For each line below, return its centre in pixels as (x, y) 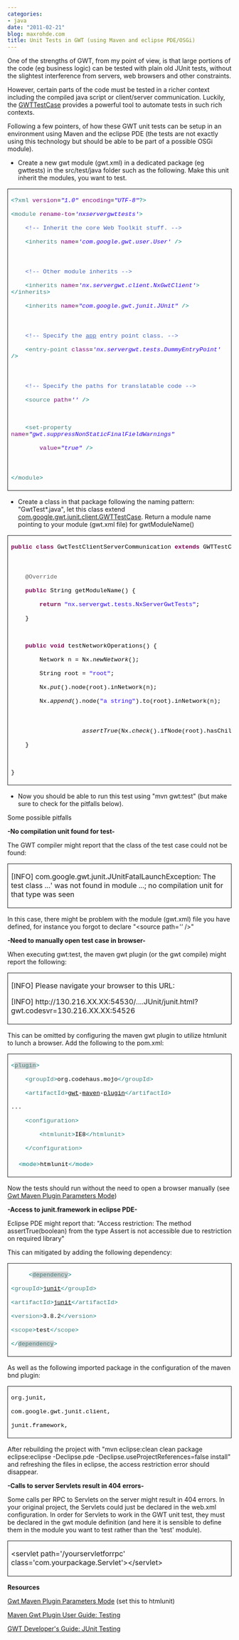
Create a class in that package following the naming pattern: (106, 502)
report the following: (37, 962)
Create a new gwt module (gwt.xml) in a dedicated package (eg (111, 163)
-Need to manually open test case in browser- (76, 941)
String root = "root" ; (76, 674)
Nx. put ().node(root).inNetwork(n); (98, 687)
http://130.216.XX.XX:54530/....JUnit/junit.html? (117, 1002)
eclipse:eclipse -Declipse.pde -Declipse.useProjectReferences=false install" (119, 1457)
